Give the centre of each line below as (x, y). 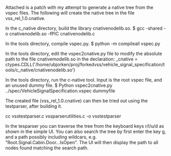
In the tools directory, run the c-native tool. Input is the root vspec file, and (84, 80)
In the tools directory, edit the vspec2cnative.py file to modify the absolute (84, 54)
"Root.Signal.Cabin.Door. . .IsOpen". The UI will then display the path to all (82, 142)
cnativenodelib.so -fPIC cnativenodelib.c (52, 34)
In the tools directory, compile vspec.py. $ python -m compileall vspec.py (83, 44)
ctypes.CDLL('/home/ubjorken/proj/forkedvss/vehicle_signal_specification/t (85, 64)
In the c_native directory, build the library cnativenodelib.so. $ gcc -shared (84, 28)
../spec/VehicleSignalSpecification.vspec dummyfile (60, 91)
